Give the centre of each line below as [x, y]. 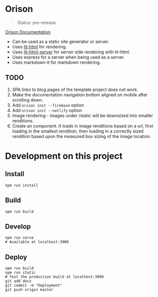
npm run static [21, 273]
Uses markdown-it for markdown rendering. [56, 62]
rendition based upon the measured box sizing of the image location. [81, 136]
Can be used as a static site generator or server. [61, 41]
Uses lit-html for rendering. [39, 46]
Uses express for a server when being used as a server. [68, 57]
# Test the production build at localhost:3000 [55, 277]
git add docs [18, 281]
